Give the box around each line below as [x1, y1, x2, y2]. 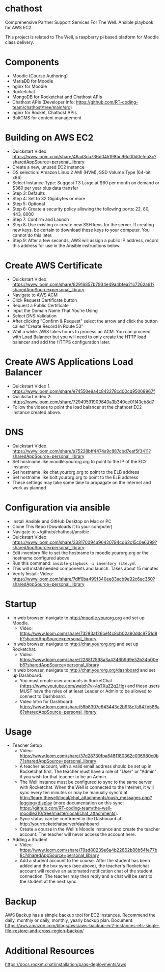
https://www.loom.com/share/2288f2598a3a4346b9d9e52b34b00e [19, 657, 159, 662]
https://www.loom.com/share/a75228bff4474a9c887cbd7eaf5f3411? [12, 448, 151, 454]
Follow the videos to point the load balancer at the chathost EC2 [12, 404, 142, 410]
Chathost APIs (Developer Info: [12, 99, 75, 105]
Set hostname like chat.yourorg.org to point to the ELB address [12, 469, 139, 475]
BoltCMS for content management [12, 114, 82, 121]
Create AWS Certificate [5, 260, 103, 271]
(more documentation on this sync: [53, 800, 124, 806]
